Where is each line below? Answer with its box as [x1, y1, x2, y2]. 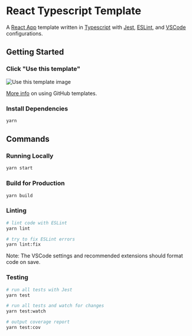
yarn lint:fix [6, 242, 41, 247]
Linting [6, 207, 27, 215]
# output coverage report [6, 319, 70, 325]
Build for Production [6, 179, 65, 187]
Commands [6, 134, 50, 144]
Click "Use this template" [6, 65, 81, 73]
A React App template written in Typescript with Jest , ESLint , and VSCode [6, 24, 186, 31]
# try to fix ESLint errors [6, 236, 76, 242]
